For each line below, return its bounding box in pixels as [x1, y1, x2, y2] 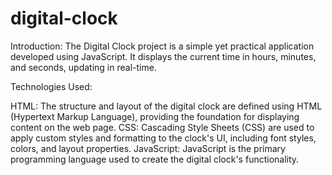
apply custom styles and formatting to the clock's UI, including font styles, [10, 132, 317, 144]
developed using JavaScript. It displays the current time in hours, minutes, [10, 50, 317, 62]
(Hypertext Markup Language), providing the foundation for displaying [10, 110, 300, 122]
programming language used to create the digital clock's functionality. [10, 153, 300, 165]
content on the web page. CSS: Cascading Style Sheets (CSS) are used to [10, 121, 315, 133]
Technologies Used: [10, 80, 93, 92]
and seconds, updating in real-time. [10, 61, 157, 73]
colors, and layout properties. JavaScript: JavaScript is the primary [10, 142, 286, 154]
